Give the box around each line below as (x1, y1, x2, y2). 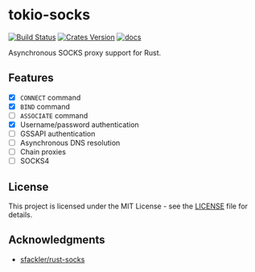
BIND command (19, 101, 70, 111)
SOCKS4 (19, 156, 50, 166)
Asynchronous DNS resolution (19, 138, 121, 148)
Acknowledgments (8, 233, 106, 247)
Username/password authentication (19, 119, 139, 130)
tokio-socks (8, 6, 91, 24)
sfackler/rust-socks (19, 254, 85, 264)
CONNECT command (19, 93, 81, 102)
